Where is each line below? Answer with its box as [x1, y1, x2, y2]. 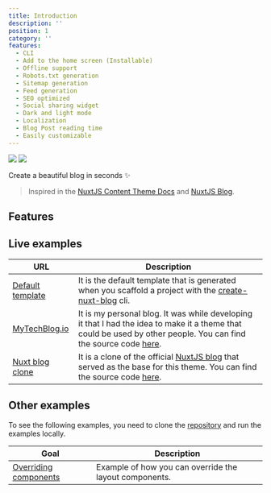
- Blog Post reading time [15, 124, 103, 132]
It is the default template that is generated [77, 275, 236, 286]
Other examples [8, 399, 90, 412]
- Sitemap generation [15, 79, 89, 87]
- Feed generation [15, 86, 78, 95]
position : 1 [8, 27, 48, 35]
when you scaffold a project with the [77, 284, 216, 296]
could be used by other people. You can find [77, 328, 246, 339]
